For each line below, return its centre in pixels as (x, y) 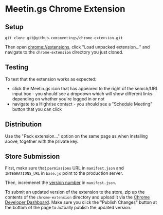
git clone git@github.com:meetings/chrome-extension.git (64, 38)
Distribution (24, 124)
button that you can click (37, 109)
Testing (17, 67)
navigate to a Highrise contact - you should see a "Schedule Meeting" (82, 104)
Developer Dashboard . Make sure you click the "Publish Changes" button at (81, 202)
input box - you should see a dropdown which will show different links (82, 94)
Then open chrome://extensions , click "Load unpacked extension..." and (77, 47)
